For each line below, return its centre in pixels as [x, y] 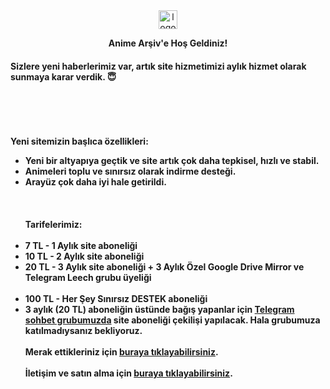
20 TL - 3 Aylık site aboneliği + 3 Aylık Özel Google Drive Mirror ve [164, 267]
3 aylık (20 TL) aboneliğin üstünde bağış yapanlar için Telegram [159, 310]
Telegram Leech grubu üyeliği [88, 278]
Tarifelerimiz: [53, 225]
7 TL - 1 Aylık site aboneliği [81, 246]
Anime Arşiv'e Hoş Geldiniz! [168, 43]
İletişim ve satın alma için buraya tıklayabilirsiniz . [128, 373]
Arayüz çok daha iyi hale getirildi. [95, 182]
